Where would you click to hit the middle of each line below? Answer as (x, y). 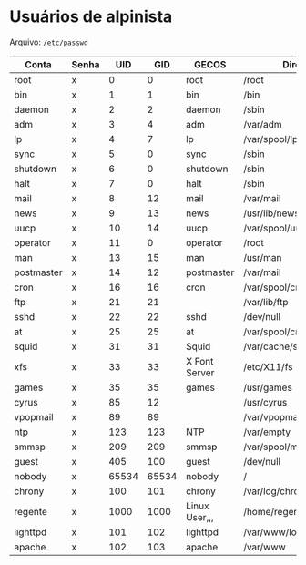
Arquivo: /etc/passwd (49, 42)
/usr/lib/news (271, 213)
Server (200, 373)
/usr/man (262, 257)
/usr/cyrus (265, 402)
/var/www (265, 547)
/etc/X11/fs (268, 366)
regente (31, 511)
